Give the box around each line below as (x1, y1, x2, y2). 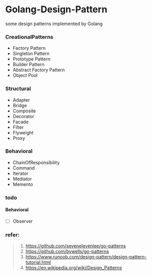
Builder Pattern (12, 62, 45, 68)
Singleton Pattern (12, 50, 50, 57)
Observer (12, 218, 33, 224)
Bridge (12, 102, 27, 108)
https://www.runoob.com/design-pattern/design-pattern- (25, 254, 147, 260)
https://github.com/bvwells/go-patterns (25, 248, 109, 254)
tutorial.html (25, 259, 51, 265)
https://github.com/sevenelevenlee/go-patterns (25, 243, 126, 249)
